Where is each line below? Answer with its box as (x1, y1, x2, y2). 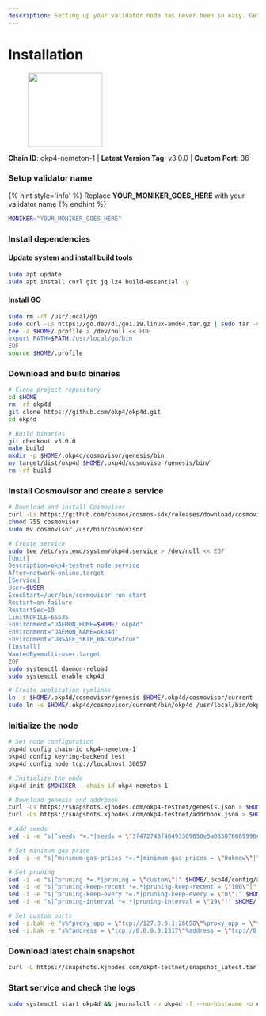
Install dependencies (8, 233, 91, 244)
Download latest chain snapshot (8, 946, 135, 957)
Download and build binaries (8, 367, 120, 379)
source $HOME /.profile (8, 349, 83, 357)
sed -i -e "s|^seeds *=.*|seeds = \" (8, 832, 133, 840)
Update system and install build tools (8, 253, 133, 262)
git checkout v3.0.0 (8, 437, 77, 445)
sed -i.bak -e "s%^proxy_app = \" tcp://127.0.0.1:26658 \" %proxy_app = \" (8, 919, 257, 927)
